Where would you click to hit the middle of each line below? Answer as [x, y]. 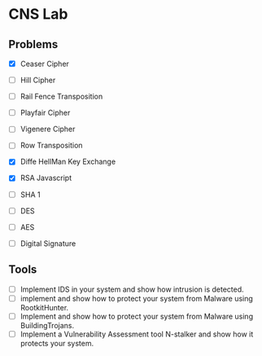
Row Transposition [51, 145]
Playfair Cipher [45, 113]
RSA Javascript [46, 178]
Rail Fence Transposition [61, 97]
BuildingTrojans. [47, 325]
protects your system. [57, 343]
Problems [33, 44]
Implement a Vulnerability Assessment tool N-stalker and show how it [137, 334]
